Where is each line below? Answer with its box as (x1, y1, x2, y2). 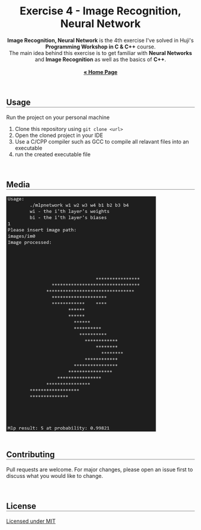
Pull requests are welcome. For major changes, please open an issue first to (6, 465, 193, 473)
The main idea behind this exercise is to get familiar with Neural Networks (8, 49, 193, 56)
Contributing (6, 450, 55, 460)
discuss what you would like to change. (6, 472, 103, 479)
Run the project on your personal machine (6, 114, 110, 121)
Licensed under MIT (6, 517, 56, 525)
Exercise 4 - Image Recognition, (20, 4, 181, 18)
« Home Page (83, 68, 118, 75)
